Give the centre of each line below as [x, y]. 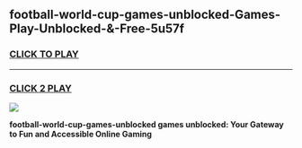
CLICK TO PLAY [44, 55]
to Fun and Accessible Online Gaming [81, 134]
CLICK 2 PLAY [40, 88]
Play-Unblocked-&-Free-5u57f [97, 29]
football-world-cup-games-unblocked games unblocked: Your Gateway [147, 124]
